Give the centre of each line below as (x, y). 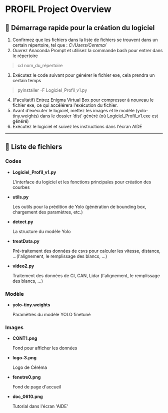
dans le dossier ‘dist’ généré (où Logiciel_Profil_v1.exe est (99, 116)
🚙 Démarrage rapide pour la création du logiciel (80, 28)
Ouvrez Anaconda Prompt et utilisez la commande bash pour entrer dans (87, 50)
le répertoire (25, 56)
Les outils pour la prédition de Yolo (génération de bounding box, (79, 207)
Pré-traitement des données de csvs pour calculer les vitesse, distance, (86, 251)
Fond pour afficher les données (45, 348)
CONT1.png (25, 338)
